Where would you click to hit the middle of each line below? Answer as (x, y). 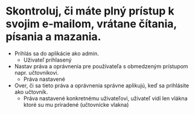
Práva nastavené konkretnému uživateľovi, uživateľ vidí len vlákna (105, 98)
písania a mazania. (53, 37)
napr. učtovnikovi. (37, 72)
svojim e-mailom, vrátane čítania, (91, 24)
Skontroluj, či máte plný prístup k (90, 11)
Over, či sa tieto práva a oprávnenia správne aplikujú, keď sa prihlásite (102, 85)
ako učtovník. (31, 92)
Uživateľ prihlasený (47, 60)
